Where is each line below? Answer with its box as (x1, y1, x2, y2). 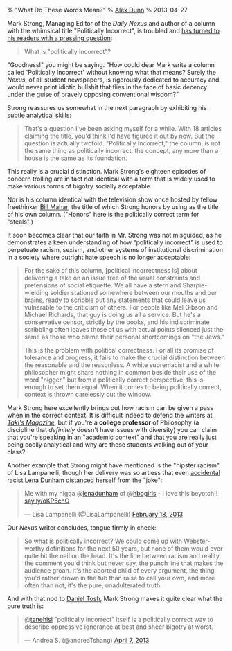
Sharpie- (182, 281, 208, 289)
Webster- (183, 537, 211, 545)
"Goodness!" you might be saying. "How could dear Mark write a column (7, 61, 215, 69)
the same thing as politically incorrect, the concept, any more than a (24, 147, 219, 154)
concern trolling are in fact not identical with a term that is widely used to (7, 175, 216, 183)
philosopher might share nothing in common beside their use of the (24, 368, 217, 376)
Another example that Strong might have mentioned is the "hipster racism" (7, 461, 220, 470)
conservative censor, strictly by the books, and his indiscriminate (24, 318, 210, 326)
